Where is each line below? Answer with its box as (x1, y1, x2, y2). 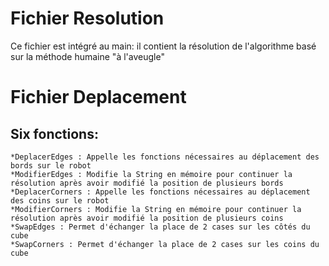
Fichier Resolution (10, 7, 165, 30)
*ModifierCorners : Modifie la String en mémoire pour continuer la (10, 204, 302, 214)
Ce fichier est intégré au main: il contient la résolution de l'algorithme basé (10, 40, 317, 52)
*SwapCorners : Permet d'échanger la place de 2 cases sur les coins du (10, 239, 320, 249)
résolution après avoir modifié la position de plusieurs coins (10, 213, 284, 223)
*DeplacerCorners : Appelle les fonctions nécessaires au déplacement (10, 187, 311, 197)
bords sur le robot (10, 160, 92, 171)
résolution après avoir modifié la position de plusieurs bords (10, 178, 284, 188)
